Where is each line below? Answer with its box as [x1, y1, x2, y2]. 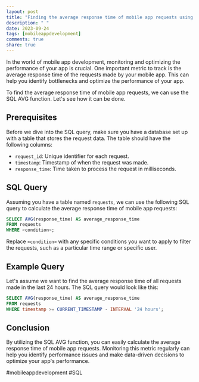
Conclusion [6, 322, 50, 333]
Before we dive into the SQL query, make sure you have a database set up [6, 128, 188, 135]
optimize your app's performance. [6, 358, 90, 365]
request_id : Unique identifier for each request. [14, 153, 129, 160]
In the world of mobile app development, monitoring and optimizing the [6, 58, 181, 66]
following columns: [6, 141, 52, 148]
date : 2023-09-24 [6, 25, 49, 32]
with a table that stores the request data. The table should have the [6, 135, 171, 142]
